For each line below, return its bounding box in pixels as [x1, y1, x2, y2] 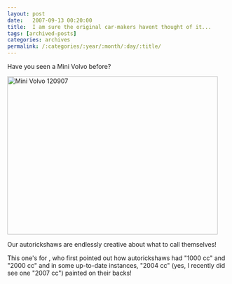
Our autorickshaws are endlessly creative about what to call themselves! [7, 240, 217, 248]
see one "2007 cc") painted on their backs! [7, 269, 132, 277]
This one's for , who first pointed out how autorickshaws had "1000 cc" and [7, 254, 226, 262]
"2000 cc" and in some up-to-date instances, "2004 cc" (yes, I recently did [7, 262, 226, 269]
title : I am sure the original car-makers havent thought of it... [7, 23, 212, 30]
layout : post [7, 10, 46, 18]
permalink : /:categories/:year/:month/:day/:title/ [7, 43, 161, 50]
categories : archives [7, 37, 71, 44]
